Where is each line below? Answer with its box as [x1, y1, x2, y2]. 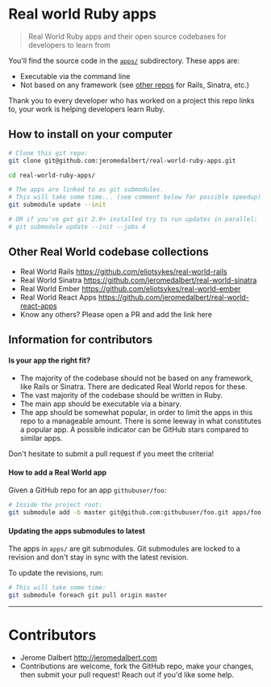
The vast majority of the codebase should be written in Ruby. [19, 391, 223, 400]
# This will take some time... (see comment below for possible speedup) [8, 193, 262, 202]
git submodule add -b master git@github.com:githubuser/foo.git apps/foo [8, 509, 262, 517]
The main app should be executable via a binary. [19, 399, 181, 408]
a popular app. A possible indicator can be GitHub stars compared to [19, 425, 249, 434]
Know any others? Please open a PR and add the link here [19, 309, 212, 319]
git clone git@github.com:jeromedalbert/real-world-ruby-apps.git [8, 157, 236, 165]
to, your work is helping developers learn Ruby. [8, 104, 165, 114]
